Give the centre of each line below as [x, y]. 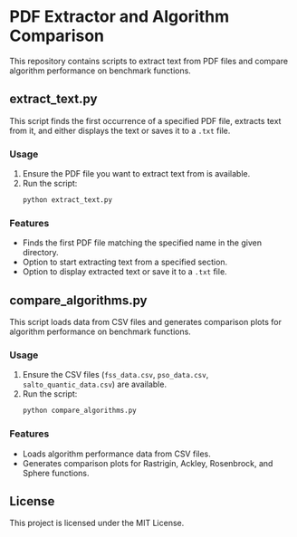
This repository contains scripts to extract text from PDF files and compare [148, 61]
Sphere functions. [56, 473]
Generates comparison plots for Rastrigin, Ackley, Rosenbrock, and [148, 463]
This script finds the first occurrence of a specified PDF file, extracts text [145, 120]
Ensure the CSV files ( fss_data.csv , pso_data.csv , [115, 375]
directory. [40, 253]
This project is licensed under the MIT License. [97, 523]
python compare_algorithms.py [80, 411]
